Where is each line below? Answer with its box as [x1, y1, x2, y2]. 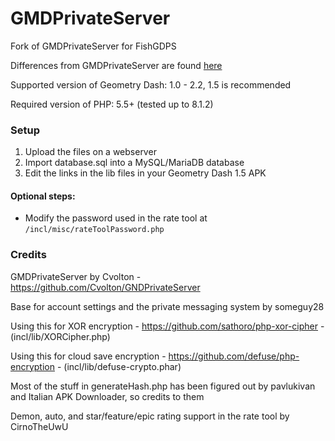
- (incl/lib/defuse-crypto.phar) [56, 360, 182, 372]
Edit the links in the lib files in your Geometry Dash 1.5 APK [24, 167, 267, 179]
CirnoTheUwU [10, 420, 69, 432]
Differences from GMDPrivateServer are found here [10, 59, 223, 71]
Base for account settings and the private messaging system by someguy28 [10, 300, 325, 312]
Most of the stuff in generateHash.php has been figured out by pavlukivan [10, 380, 316, 392]
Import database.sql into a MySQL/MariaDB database [24, 157, 245, 169]
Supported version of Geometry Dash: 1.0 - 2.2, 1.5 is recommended [10, 78, 292, 91]
